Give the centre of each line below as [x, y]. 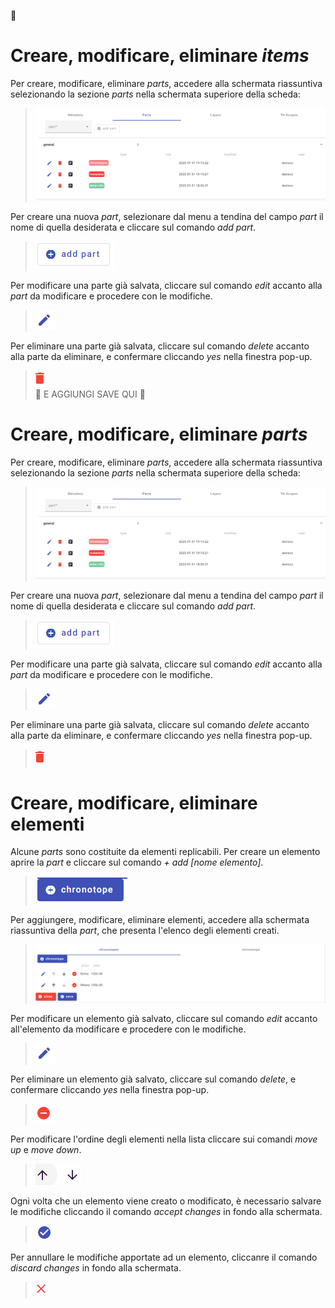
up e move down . [46, 1149]
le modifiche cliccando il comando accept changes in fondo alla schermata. [166, 1211]
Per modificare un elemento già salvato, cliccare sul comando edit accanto [164, 1018]
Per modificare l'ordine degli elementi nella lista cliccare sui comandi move [164, 1139]
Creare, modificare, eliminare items [160, 56]
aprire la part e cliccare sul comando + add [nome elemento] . [137, 862]
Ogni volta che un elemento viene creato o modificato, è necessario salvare [166, 1201]
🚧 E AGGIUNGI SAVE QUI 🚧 [90, 394]
